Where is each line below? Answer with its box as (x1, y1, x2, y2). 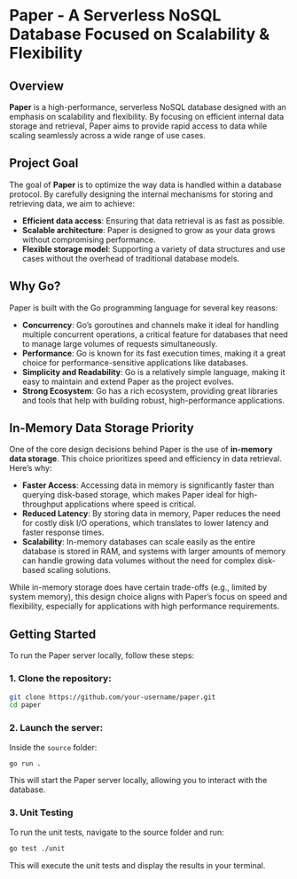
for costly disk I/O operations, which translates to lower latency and (21, 518, 269, 529)
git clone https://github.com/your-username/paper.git (9, 693, 216, 702)
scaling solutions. (47, 565, 111, 576)
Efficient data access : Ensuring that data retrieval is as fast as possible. (21, 215, 285, 226)
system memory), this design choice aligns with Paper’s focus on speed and (9, 592, 288, 602)
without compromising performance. (21, 234, 157, 245)
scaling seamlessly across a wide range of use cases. (9, 130, 207, 140)
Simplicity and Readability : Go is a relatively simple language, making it (21, 366, 285, 377)
